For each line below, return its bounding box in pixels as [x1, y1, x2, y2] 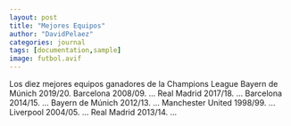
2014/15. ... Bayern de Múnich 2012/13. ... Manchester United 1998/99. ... [9, 98, 276, 107]
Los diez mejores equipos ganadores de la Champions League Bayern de [9, 79, 279, 89]
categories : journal [9, 37, 87, 47]
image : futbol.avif [9, 54, 82, 63]
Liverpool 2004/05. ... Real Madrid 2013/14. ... [9, 107, 178, 117]
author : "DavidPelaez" [9, 29, 94, 38]
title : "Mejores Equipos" [9, 21, 105, 30]
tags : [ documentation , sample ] [9, 46, 122, 55]
